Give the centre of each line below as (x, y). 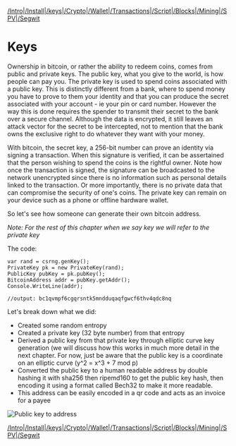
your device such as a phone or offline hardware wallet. (88, 200)
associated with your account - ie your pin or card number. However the (112, 104)
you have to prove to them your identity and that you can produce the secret (118, 96)
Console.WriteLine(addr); (45, 286)
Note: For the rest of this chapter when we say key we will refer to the (108, 227)
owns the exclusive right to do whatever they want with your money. (106, 133)
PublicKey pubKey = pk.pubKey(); (56, 274)
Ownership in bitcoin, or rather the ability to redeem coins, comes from (110, 66)
